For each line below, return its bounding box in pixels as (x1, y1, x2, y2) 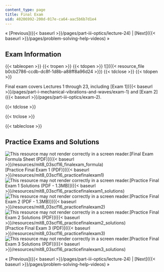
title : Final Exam (5, 12, 43, 17)
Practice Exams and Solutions (5, 138, 99, 146)
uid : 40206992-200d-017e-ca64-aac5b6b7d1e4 (5, 16, 97, 21)
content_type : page (5, 7, 46, 12)
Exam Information (5, 50, 62, 58)
